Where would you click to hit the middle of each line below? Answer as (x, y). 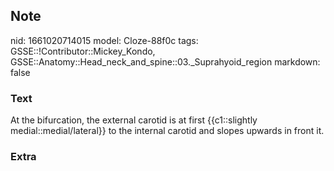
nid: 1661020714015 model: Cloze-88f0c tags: (104, 40)
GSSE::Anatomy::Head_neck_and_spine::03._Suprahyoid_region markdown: (165, 61)
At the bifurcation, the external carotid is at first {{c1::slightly (134, 120)
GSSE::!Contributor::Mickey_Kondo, (83, 51)
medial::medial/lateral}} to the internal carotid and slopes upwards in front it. (167, 131)
